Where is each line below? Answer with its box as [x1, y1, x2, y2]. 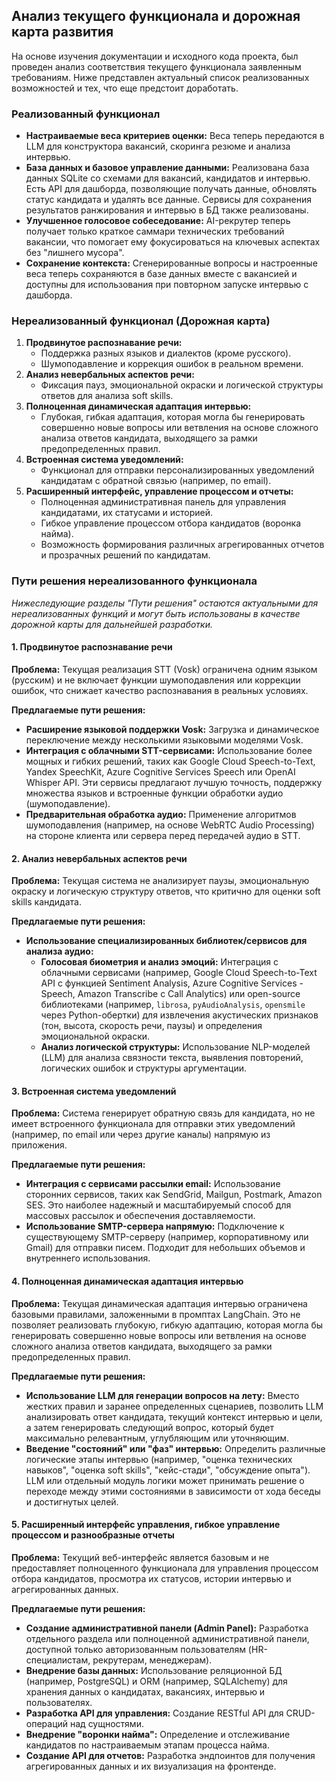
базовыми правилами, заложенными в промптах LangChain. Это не [11, 1308, 301, 1320]
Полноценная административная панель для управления [40, 496, 287, 508]
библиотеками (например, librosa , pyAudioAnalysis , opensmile [40, 999, 306, 1011]
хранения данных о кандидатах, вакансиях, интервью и [25, 1685, 266, 1698]
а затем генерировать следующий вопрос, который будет [25, 1421, 274, 1433]
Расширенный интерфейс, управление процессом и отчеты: [25, 485, 294, 498]
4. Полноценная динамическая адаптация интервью [11, 1275, 244, 1287]
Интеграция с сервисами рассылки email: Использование [25, 1178, 281, 1190]
